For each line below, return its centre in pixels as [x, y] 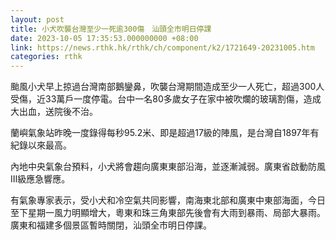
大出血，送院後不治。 [54, 112]
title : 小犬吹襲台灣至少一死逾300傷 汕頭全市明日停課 [111, 29]
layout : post [37, 19]
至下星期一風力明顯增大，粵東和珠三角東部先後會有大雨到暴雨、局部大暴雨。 [168, 213]
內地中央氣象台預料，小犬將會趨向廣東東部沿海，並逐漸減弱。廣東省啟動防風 [168, 167]
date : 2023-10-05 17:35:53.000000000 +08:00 [104, 38]
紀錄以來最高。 [41, 145]
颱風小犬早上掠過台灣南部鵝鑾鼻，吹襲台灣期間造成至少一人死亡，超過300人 [167, 87]
